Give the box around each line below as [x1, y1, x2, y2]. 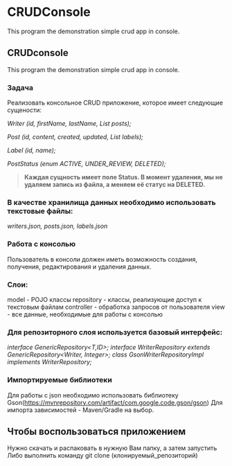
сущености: [7, 106, 42, 114]
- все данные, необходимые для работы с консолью [7, 310, 163, 319]
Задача [7, 82, 33, 92]
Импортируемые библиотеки [7, 375, 112, 385]
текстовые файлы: [7, 206, 73, 215]
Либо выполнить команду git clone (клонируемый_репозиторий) [7, 451, 199, 460]
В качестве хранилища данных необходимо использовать [7, 197, 216, 207]
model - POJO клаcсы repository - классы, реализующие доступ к [7, 295, 202, 303]
